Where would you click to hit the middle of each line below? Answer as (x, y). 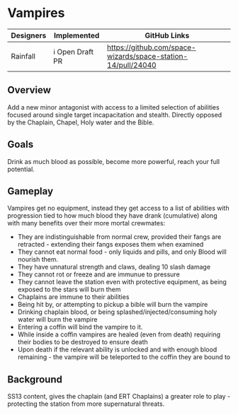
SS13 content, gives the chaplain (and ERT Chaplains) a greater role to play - (119, 397)
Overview (29, 90)
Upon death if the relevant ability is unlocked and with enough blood (117, 350)
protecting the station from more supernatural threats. (86, 404)
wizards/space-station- (148, 56)
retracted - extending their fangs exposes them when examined (110, 245)
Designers (29, 35)
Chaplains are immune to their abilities (73, 297)
